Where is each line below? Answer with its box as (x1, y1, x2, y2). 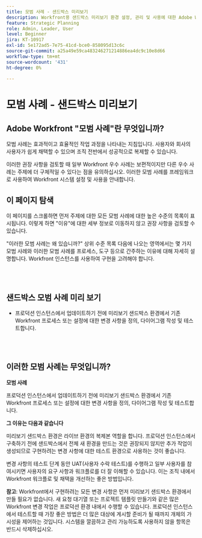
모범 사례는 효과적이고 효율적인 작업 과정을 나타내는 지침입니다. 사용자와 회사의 (6, 141, 191, 148)
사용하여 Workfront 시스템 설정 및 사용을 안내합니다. (12, 176, 135, 183)
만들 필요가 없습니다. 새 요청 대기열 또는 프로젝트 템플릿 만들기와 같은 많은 (6, 495, 179, 503)
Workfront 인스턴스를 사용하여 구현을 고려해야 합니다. (28, 255, 155, 262)
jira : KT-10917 (6, 37, 44, 43)
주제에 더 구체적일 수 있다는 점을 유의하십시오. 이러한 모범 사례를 (17, 168, 168, 176)
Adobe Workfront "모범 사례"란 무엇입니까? (6, 123, 164, 133)
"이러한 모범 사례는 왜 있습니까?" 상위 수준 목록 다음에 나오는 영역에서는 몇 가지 (6, 240, 192, 247)
